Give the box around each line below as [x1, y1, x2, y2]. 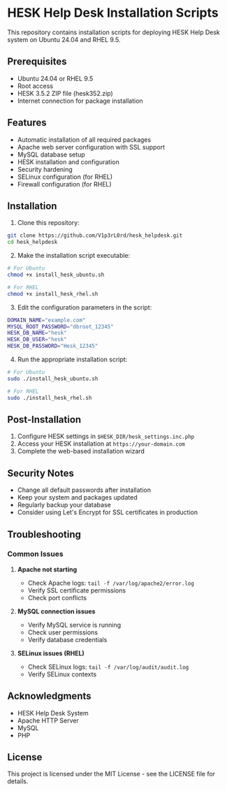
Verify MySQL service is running [27, 621, 122, 629]
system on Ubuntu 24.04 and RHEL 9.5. [7, 35, 121, 43]
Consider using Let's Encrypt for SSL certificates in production [17, 508, 198, 516]
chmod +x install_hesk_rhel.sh [7, 290, 98, 298]
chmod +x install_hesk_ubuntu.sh [7, 271, 105, 278]
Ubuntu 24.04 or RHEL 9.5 [17, 74, 94, 82]
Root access [17, 82, 54, 90]
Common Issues [7, 549, 64, 559]
